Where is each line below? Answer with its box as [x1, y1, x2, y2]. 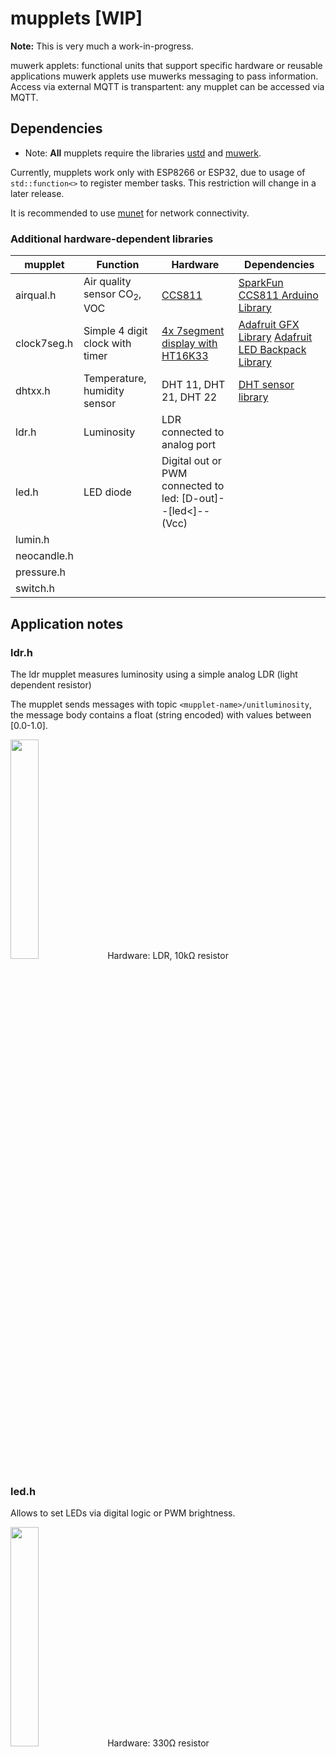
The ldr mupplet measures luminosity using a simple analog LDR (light [10, 668, 298, 680]
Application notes [10, 615, 124, 632]
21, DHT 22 [161, 390, 218, 404]
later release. [10, 187, 65, 199]
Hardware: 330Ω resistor [107, 1737, 210, 1749]
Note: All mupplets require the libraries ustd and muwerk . [24, 147, 262, 159]
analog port [161, 438, 216, 452]
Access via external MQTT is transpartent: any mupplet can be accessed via [10, 80, 325, 92]
